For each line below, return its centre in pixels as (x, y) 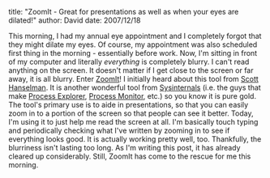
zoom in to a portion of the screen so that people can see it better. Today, (131, 113)
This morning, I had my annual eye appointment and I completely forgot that (135, 36)
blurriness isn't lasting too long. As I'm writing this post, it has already (124, 148)
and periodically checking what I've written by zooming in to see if (119, 130)
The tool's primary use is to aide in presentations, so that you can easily (129, 105)
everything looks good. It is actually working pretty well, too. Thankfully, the (135, 139)
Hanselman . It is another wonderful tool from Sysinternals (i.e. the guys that (135, 87)
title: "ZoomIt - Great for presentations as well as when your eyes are (124, 12)
